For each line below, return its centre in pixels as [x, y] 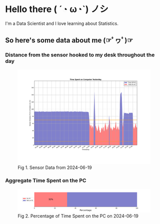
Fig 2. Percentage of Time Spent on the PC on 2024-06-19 [78, 216]
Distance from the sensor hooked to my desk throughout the [80, 55]
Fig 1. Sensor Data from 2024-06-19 [55, 167]
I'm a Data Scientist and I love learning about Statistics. [62, 23]
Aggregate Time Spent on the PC [46, 180]
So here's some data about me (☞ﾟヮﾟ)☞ [69, 40]
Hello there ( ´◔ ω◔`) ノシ [57, 9]
